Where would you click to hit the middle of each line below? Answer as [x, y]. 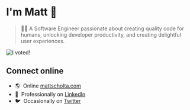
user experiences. [43, 41]
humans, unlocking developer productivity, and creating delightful [101, 34]
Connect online [35, 71]
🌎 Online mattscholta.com [48, 86]
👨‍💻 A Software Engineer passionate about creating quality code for [102, 28]
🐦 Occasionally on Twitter [48, 101]
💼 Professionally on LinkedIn [50, 94]
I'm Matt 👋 [32, 12]
